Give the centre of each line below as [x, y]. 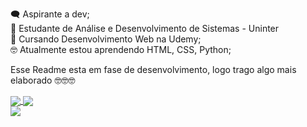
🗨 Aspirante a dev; [50, 14]
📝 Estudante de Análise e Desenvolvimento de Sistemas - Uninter [145, 28]
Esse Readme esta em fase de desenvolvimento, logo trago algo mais [153, 69]
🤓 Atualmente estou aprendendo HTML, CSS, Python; [121, 49]
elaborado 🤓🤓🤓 [43, 80]
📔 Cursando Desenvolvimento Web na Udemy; [106, 39]
